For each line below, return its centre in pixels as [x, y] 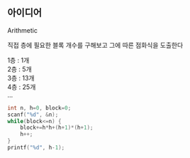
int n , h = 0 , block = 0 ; [39, 108]
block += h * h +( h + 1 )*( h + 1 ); [57, 128]
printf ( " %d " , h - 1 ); [36, 148]
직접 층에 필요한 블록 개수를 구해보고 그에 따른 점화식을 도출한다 [95, 45]
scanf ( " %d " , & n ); [33, 115]
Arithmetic [22, 30]
